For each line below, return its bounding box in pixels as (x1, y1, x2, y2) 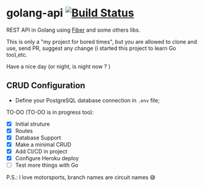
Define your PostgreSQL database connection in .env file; (15, 96, 160, 104)
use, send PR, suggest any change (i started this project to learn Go (6, 44, 177, 52)
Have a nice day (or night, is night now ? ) (6, 63, 111, 70)
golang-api (6, 6, 63, 20)
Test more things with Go (15, 161, 79, 169)
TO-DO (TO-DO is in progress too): (6, 108, 94, 116)
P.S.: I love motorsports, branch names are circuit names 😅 (6, 174, 155, 181)
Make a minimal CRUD (15, 141, 72, 148)
